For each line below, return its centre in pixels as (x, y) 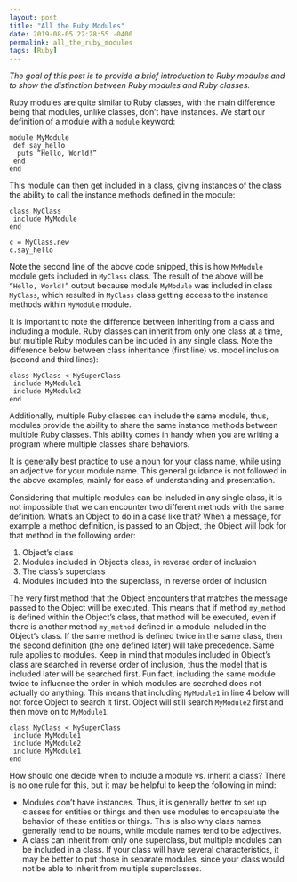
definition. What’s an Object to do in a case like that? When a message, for (145, 516)
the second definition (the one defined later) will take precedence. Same (142, 645)
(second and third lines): (54, 360)
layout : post (33, 17)
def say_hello (39, 146)
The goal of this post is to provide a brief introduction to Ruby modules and (147, 76)
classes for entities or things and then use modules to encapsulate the (151, 812)
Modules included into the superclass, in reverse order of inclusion (144, 581)
